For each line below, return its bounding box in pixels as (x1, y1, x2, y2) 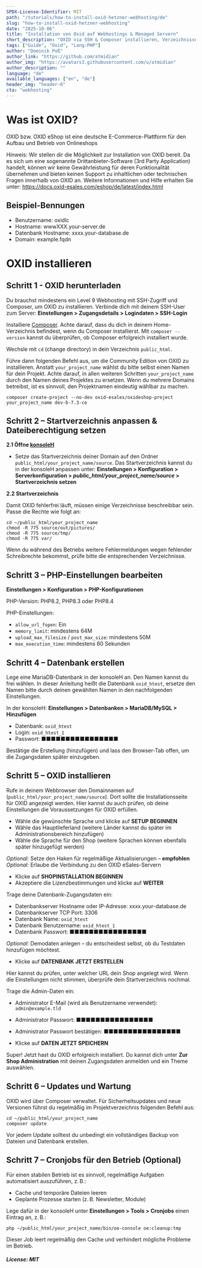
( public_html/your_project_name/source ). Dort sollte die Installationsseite (6, 793, 188, 800)
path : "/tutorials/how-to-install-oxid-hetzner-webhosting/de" (6, 14, 168, 20)
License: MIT (6, 1256, 40, 1263)
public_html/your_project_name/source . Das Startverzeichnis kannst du (14, 459, 192, 466)
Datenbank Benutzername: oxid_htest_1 (14, 921, 115, 929)
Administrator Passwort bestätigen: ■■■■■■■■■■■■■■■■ (14, 1027, 182, 1035)
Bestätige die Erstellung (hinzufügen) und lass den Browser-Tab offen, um (6, 747, 189, 754)
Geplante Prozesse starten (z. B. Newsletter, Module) (14, 1195, 146, 1202)
